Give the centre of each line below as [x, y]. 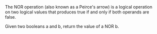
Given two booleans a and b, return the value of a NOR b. [62, 26]
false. [10, 17]
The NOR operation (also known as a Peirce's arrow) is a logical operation [79, 7]
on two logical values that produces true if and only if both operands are [77, 12]
